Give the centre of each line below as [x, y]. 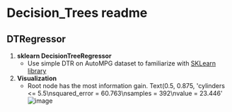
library [37, 71]
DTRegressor [36, 39]
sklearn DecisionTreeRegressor [64, 56]
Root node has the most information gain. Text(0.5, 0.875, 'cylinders [126, 86]
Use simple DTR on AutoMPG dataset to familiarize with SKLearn [122, 63]
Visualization [37, 78]
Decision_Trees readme [77, 13]
